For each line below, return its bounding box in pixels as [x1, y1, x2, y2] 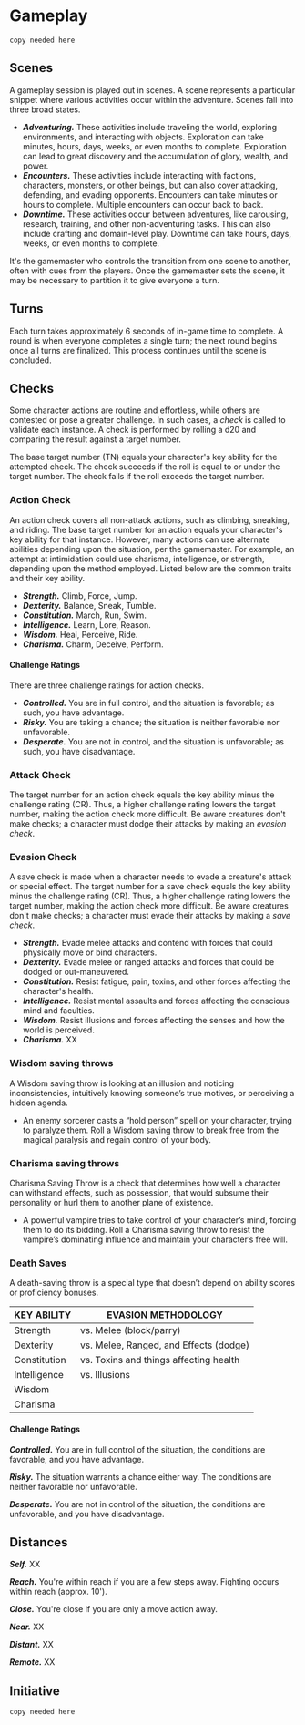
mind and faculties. [22, 1005, 96, 1016]
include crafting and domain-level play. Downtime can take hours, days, [22, 228, 292, 239]
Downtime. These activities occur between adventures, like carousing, [22, 209, 289, 220]
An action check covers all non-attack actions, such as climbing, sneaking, [9, 514, 290, 525]
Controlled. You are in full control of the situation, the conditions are [9, 1443, 266, 1454]
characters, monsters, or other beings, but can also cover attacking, [22, 180, 278, 190]
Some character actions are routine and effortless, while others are [9, 405, 261, 416]
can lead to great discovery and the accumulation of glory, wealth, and [22, 150, 289, 161]
